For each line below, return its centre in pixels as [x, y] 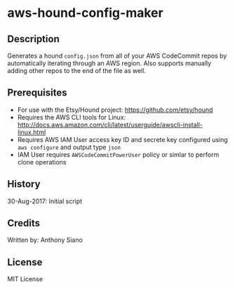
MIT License [25, 279]
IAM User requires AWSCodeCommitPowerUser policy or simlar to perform [118, 154]
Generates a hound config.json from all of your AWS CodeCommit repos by [117, 56]
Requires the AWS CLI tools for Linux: [72, 117]
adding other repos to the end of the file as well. [76, 71]
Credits [24, 223]
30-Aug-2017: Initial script [45, 201]
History [24, 184]
